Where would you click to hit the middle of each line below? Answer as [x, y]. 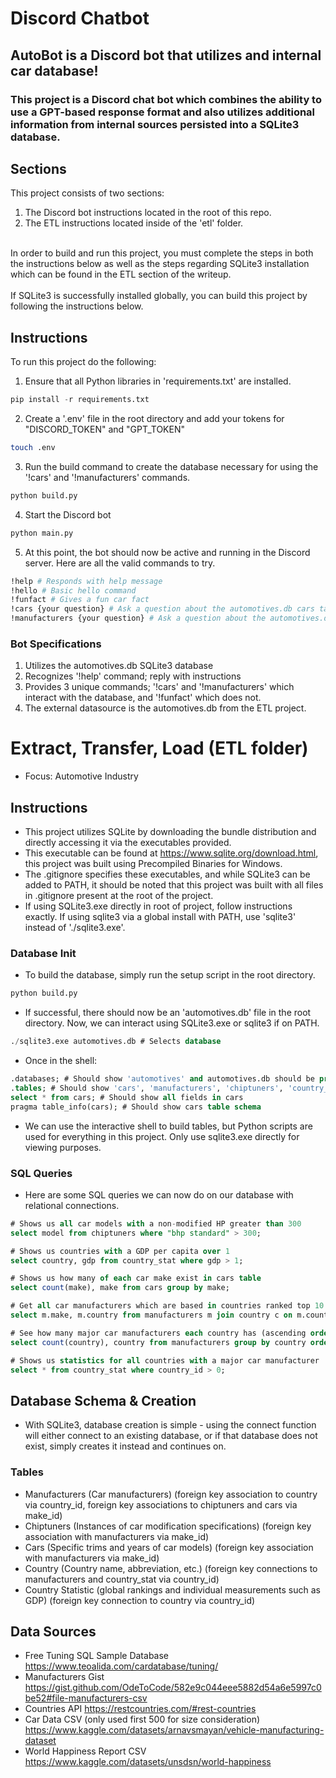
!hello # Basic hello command [73, 590]
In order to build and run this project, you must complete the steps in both [162, 253]
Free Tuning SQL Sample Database [96, 1656]
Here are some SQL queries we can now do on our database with [159, 1194]
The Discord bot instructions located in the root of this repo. [148, 213]
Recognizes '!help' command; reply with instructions [133, 676]
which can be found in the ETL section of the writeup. [121, 274]
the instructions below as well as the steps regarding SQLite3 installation [160, 264]
